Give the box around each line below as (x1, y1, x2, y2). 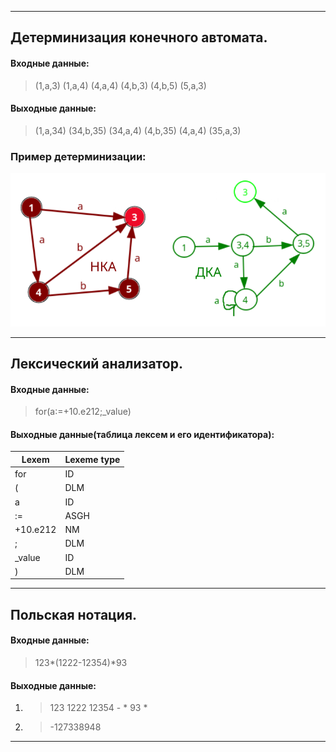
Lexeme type (64, 453, 121, 465)
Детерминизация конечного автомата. (10, 29, 268, 46)
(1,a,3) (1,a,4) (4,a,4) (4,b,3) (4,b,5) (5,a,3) (34, 79, 207, 91)
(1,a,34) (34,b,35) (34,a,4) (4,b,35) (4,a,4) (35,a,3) (34, 124, 242, 136)
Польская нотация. (10, 606, 138, 623)
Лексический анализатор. (10, 356, 183, 373)
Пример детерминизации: (10, 149, 147, 163)
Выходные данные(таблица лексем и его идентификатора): (10, 428, 275, 440)
